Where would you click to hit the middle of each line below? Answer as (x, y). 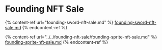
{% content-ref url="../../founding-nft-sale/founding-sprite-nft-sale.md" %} (81, 37)
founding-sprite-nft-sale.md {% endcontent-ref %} (57, 42)
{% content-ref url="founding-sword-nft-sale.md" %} (59, 22)
